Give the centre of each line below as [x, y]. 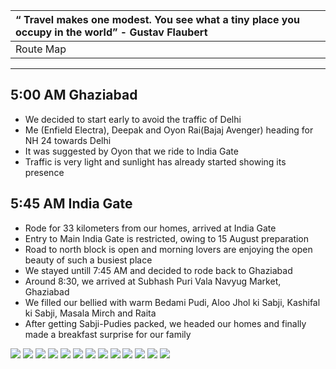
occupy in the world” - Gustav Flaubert [111, 32]
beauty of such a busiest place [88, 260]
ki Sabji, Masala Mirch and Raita [90, 313]
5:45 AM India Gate [71, 204]
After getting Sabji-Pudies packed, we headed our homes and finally [165, 323]
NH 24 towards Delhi [68, 140]
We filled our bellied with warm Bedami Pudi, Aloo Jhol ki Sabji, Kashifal [172, 302]
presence [44, 172]
